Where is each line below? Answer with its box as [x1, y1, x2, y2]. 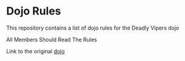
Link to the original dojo [6, 47, 65, 55]
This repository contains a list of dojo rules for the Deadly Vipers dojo [6, 24, 180, 31]
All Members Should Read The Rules [6, 36, 97, 43]
